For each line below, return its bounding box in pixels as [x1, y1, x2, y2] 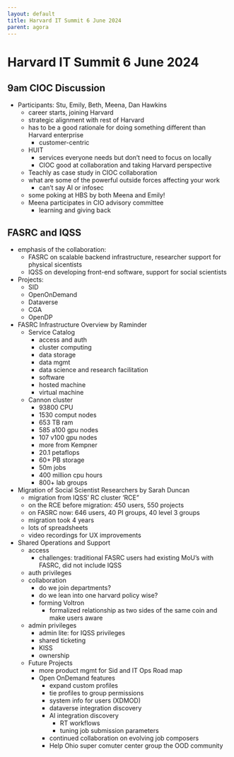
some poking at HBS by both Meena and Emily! [28, 191, 165, 200]
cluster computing [38, 343, 92, 352]
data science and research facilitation [38, 366, 148, 374]
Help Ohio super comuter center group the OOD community [49, 741, 223, 750]
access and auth [38, 335, 87, 344]
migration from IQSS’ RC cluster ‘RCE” [28, 493, 139, 502]
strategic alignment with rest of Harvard [28, 116, 145, 125]
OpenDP [28, 313, 53, 322]
